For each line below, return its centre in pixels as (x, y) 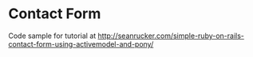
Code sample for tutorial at (52, 36)
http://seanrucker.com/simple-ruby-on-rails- (171, 36)
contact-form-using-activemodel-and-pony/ (81, 44)
